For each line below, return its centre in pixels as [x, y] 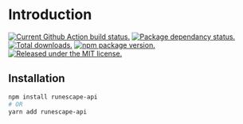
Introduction [50, 15]
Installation [37, 78]
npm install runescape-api [53, 97]
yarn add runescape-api [48, 112]
